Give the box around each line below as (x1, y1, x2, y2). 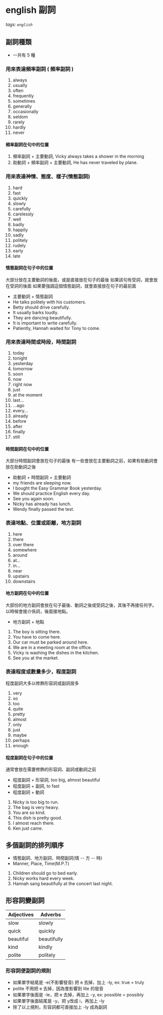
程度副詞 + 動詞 (12, 789, 44, 795)
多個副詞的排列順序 (5, 841, 64, 850)
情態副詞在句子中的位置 (5, 265, 53, 271)
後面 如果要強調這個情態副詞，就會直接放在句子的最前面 (22, 283, 136, 289)
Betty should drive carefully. (12, 304, 70, 310)
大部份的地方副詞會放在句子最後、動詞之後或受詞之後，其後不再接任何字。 (5, 602, 157, 608)
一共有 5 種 (12, 52, 35, 58)
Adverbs (40, 911, 61, 918)
